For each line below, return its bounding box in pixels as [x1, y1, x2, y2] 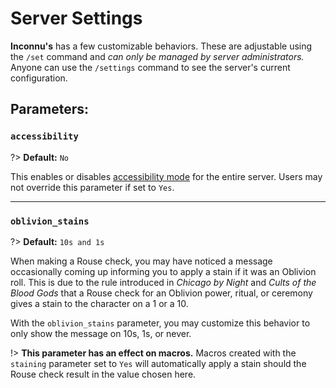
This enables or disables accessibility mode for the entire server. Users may [10, 170, 323, 182]
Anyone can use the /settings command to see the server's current [10, 61, 291, 73]
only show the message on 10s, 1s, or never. [10, 327, 192, 339]
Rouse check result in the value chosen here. [10, 368, 197, 380]
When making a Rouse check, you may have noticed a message [10, 255, 273, 267]
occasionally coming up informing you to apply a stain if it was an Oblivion [10, 265, 317, 277]
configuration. [10, 72, 68, 84]
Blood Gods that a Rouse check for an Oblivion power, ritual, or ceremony [10, 287, 313, 299]
